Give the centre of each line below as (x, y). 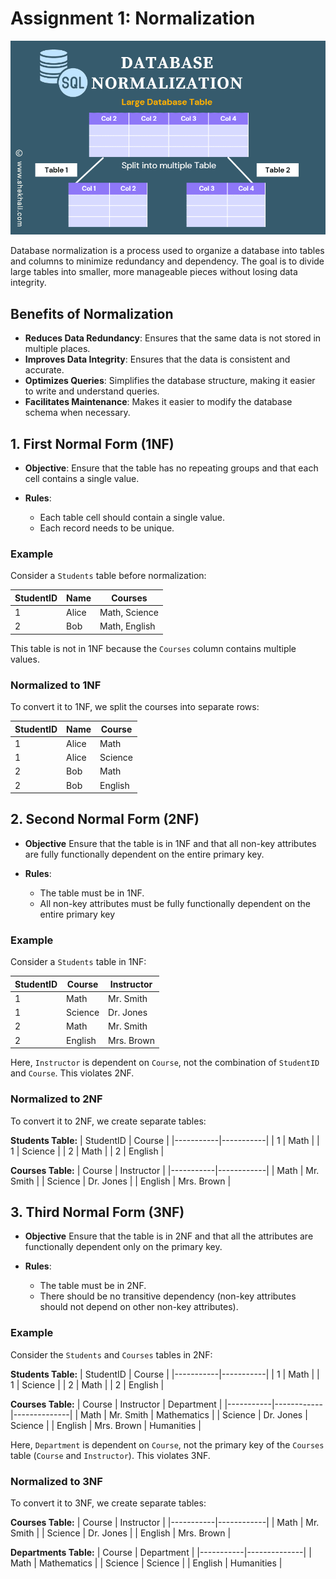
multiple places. (57, 349)
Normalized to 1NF (56, 685)
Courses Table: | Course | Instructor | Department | (116, 1404)
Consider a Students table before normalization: (108, 576)
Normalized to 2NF (56, 1099)
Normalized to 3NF (56, 1481)
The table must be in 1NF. (92, 893)
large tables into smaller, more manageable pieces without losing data (154, 272)
